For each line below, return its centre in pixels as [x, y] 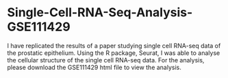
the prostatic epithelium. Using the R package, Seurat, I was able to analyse [114, 53]
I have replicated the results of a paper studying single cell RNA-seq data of [114, 45]
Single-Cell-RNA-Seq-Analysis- [100, 13]
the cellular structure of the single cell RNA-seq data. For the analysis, [106, 60]
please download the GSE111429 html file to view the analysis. [94, 67]
